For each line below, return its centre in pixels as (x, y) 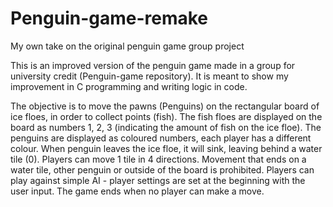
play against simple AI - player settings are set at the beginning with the (158, 180)
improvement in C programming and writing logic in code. (129, 86)
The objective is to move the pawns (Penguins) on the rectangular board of (165, 106)
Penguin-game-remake (109, 18)
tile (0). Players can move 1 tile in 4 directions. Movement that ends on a (158, 159)
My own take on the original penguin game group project (127, 46)
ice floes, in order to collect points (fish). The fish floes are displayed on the (166, 116)
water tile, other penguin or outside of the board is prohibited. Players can (162, 169)
